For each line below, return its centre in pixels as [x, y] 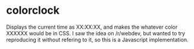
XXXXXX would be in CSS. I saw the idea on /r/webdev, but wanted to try [96, 33]
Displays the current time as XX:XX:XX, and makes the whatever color [92, 27]
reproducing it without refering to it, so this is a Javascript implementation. [97, 39]
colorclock [33, 10]
